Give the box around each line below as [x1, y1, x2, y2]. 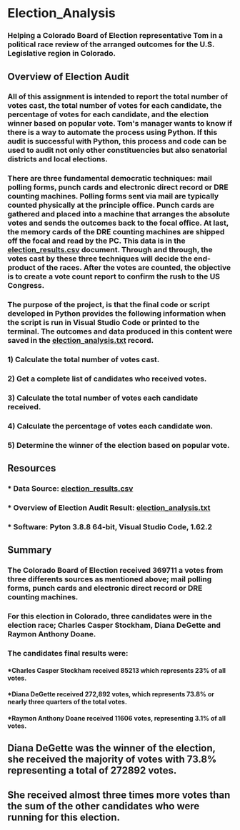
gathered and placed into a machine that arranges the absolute [7, 209, 230, 219]
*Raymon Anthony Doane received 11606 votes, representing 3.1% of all [7, 714, 226, 722]
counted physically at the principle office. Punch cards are [7, 200, 214, 210]
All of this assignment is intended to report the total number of [7, 91, 229, 101]
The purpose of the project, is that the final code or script [7, 300, 210, 310]
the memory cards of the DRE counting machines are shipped [7, 227, 225, 237]
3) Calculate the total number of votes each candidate [7, 393, 199, 403]
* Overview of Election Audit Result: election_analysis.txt [7, 503, 211, 513]
